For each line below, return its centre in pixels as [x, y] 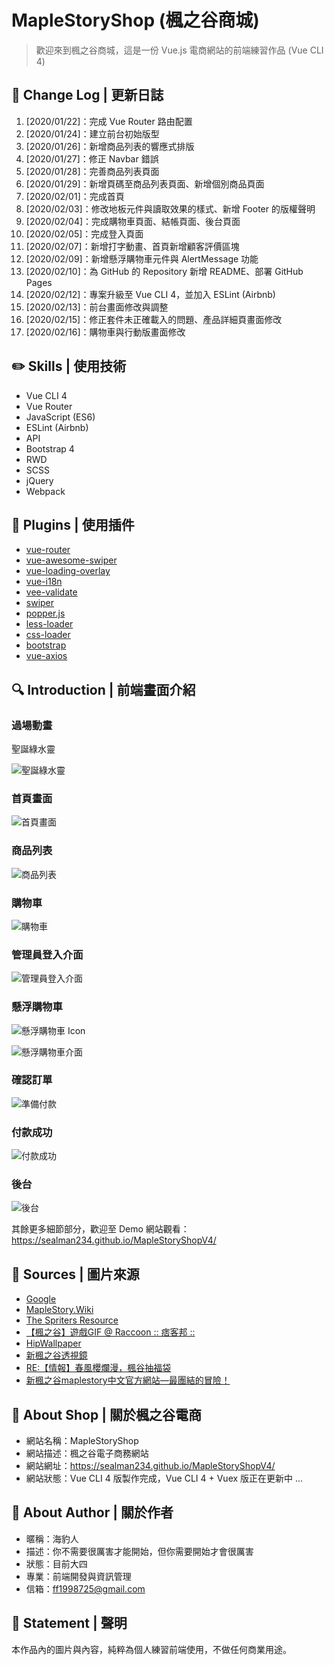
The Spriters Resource [72, 1320]
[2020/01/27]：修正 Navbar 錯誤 [92, 158]
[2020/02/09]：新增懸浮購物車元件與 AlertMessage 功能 [142, 258]
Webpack [45, 491]
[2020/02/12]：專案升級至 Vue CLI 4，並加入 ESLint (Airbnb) [150, 294]
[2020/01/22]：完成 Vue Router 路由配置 [109, 121]
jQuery [39, 480]
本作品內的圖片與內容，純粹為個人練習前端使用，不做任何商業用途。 [151, 1649]
